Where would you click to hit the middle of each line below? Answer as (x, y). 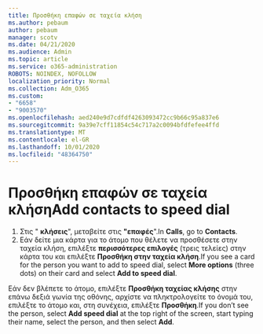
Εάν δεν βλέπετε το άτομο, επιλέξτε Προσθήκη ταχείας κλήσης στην (123, 288)
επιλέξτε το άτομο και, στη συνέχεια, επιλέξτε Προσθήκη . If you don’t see (129, 305)
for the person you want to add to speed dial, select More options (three (137, 265)
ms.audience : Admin (40, 52)
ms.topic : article (38, 60)
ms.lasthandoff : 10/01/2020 (54, 147)
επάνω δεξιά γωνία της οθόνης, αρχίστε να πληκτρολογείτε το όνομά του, (131, 297)
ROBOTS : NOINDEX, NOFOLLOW (52, 74)
